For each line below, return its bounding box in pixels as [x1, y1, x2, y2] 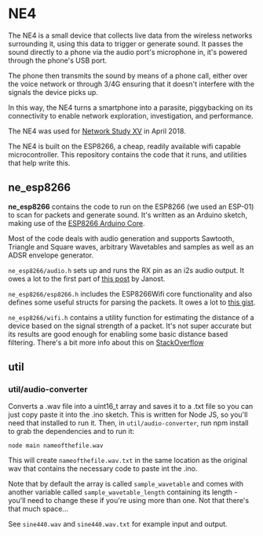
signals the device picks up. [8, 87, 98, 97]
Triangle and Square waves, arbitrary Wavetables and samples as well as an [8, 242, 254, 251]
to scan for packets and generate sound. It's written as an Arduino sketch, [8, 210, 248, 220]
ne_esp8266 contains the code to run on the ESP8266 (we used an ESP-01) [8, 202, 254, 211]
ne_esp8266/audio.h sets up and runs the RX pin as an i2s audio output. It [8, 265, 245, 275]
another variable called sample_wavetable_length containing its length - [8, 487, 238, 497]
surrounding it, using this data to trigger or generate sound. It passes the [8, 38, 243, 48]
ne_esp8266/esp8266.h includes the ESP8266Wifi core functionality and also [8, 289, 253, 298]
